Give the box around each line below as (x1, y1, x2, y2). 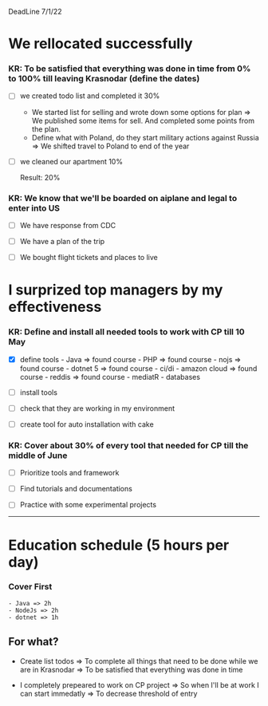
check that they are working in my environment (19, 403, 175, 413)
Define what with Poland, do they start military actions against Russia (31, 132, 259, 142)
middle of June (8, 450, 68, 461)
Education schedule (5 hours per (8, 536, 230, 554)
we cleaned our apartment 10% (19, 156, 124, 166)
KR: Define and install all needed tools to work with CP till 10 (8, 326, 245, 337)
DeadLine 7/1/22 (8, 7, 62, 16)
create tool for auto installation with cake (19, 419, 154, 429)
